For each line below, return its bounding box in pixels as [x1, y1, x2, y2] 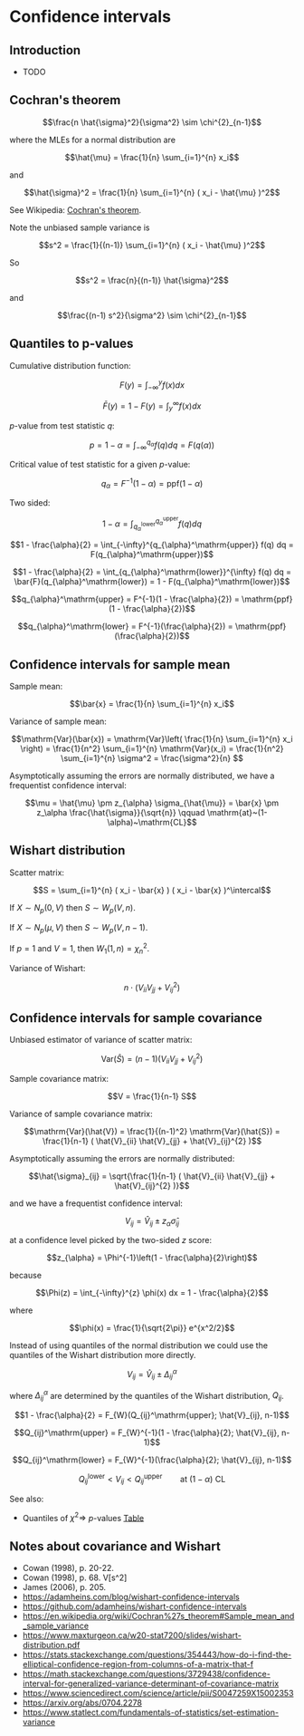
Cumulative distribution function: [9, 360, 131, 371]
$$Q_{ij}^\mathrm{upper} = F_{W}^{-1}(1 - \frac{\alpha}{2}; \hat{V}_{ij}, [14, 1427, 280, 1438]
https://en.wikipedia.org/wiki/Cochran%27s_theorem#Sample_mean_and [22, 1611, 295, 1622]
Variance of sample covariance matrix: [9, 1108, 153, 1119]
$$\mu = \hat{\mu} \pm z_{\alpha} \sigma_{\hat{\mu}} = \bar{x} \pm [24, 797, 280, 808]
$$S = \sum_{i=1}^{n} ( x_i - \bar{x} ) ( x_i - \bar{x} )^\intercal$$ [33, 884, 271, 895]
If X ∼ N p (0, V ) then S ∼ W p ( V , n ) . [9, 902, 136, 915]
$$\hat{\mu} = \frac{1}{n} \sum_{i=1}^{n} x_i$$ [64, 151, 240, 162]
